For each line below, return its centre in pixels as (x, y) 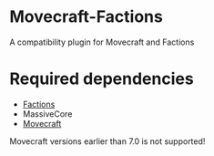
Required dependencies (102, 79)
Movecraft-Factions (87, 17)
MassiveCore (47, 114)
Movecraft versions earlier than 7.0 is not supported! (107, 141)
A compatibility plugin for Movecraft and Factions (102, 42)
